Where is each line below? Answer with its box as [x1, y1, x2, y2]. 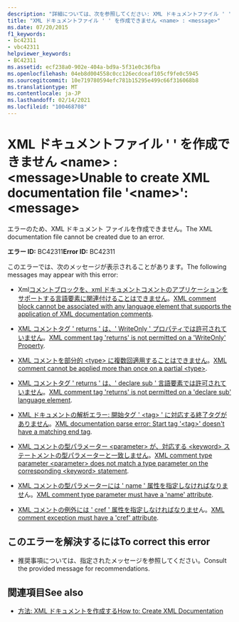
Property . [17, 341, 46, 350]
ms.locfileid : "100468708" [7, 103, 87, 111]
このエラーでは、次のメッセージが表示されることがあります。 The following [7, 262, 227, 271]
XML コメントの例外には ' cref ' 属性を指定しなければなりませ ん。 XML [17, 505, 225, 514]
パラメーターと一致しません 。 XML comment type [67, 451, 213, 459]
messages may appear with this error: [7, 270, 119, 279]
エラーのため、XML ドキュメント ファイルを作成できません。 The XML [7, 224, 213, 233]
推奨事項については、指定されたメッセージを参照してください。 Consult [17, 556, 227, 564]
